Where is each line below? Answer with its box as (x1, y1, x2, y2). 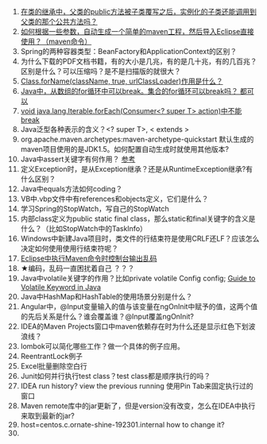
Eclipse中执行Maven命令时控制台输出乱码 (20, 253, 157, 263)
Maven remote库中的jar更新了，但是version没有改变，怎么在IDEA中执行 (20, 401, 256, 411)
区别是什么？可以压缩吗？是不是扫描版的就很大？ (20, 67, 181, 75)
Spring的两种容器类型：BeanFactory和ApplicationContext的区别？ (20, 47, 238, 56)
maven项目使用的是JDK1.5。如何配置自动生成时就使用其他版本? (20, 145, 230, 153)
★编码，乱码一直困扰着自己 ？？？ (20, 264, 135, 272)
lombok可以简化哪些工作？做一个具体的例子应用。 (20, 342, 185, 351)
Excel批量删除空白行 (20, 361, 88, 371)
